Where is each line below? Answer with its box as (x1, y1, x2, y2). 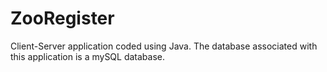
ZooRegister (10, 7, 115, 30)
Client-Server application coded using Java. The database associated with (10, 40, 318, 52)
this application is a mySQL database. (10, 50, 166, 62)
